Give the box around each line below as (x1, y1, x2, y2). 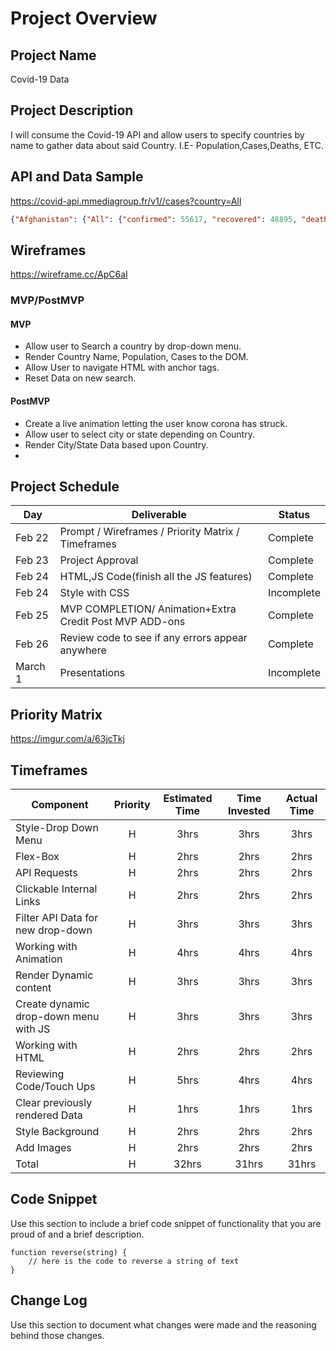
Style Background (15, 1125, 100, 1139)
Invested (227, 804, 271, 818)
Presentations (59, 666, 126, 680)
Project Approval (59, 553, 139, 567)
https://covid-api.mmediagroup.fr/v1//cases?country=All (10, 195, 242, 207)
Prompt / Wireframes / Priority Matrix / (59, 525, 240, 539)
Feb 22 (15, 531, 49, 545)
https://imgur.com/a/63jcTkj (10, 733, 125, 745)
